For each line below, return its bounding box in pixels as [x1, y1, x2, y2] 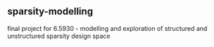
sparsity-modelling [7, 6, 94, 18]
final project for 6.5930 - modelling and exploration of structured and [7, 24, 208, 32]
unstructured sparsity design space [7, 32, 111, 40]
